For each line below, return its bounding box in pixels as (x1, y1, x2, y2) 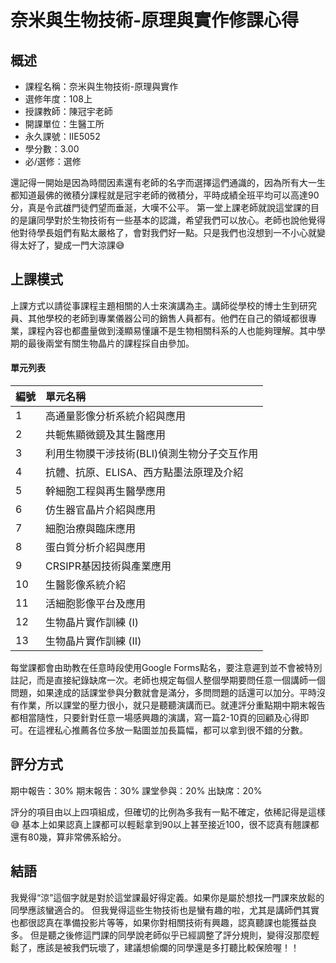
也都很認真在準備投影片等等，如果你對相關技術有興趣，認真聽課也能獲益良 (10, 916, 317, 928)
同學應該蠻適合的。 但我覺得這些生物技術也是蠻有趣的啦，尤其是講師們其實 (10, 904, 320, 916)
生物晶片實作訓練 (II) (45, 634, 142, 648)
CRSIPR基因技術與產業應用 (45, 559, 172, 573)
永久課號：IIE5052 (24, 131, 101, 142)
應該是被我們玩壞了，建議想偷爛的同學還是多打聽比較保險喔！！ (36, 941, 300, 953)
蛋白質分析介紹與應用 (45, 541, 147, 555)
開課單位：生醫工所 (24, 118, 105, 130)
